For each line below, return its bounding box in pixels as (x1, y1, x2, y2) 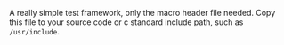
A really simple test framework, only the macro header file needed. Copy (9, 8, 276, 18)
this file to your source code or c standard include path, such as (9, 17, 244, 27)
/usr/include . (9, 26, 60, 36)
